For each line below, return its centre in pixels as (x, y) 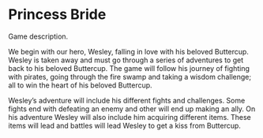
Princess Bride (57, 15)
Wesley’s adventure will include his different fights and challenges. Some (127, 100)
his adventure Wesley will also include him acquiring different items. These (130, 117)
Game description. (38, 36)
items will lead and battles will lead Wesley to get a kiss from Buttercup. (124, 125)
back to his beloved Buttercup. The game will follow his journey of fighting (129, 68)
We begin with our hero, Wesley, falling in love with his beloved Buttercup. (128, 51)
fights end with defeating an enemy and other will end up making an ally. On (132, 109)
